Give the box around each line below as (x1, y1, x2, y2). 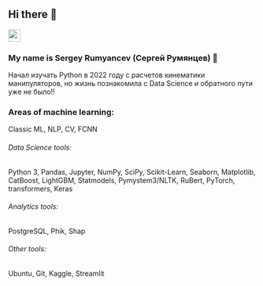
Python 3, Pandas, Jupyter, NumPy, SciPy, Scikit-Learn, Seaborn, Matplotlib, (8, 167, 256, 176)
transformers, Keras (8, 184, 73, 193)
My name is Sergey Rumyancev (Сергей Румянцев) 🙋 (8, 52, 218, 63)
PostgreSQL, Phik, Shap (8, 226, 86, 236)
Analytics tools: (8, 202, 59, 211)
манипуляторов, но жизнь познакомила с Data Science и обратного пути (8, 79, 254, 88)
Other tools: (8, 244, 46, 254)
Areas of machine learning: (8, 107, 115, 118)
